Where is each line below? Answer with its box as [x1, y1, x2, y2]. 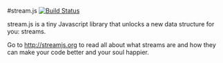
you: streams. [7, 28, 46, 35]
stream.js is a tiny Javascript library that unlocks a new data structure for [7, 20, 215, 28]
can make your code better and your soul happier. [7, 48, 150, 56]
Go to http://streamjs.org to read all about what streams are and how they [7, 41, 216, 48]
